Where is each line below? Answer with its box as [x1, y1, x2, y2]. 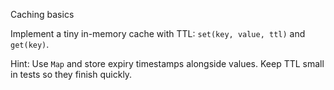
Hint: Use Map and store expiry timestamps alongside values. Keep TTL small [10, 58, 325, 69]
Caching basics [10, 9, 75, 20]
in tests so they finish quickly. [10, 69, 133, 80]
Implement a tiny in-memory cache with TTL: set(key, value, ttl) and [10, 28, 306, 39]
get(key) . [10, 39, 50, 50]
